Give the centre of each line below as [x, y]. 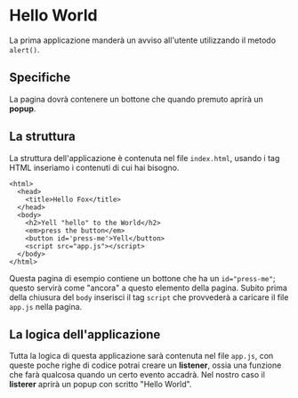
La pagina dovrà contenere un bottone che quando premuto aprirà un [137, 99]
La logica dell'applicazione [85, 334]
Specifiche [40, 78]
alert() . [24, 49]
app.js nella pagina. [46, 306]
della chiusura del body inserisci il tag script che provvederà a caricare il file [149, 297]
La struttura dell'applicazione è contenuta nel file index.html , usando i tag [145, 158]
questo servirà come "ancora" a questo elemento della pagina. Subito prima [148, 288]
